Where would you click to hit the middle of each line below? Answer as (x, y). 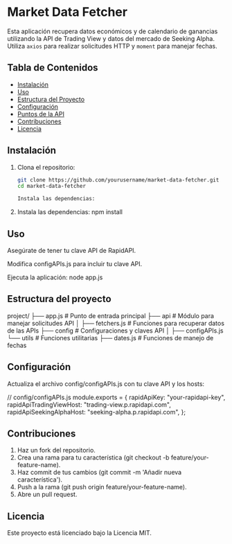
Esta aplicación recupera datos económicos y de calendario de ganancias (113, 31)
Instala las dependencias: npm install (70, 212)
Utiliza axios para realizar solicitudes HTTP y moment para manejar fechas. (112, 46)
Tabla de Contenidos (53, 68)
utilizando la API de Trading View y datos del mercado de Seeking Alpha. (111, 38)
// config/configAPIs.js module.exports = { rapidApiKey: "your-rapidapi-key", (116, 397)
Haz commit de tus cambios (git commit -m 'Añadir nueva (99, 473)
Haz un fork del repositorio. (56, 450)
